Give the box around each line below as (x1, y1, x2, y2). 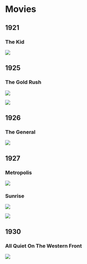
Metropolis (5, 169, 32, 176)
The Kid (5, 38, 25, 45)
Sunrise (5, 192, 25, 199)
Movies (5, 3, 36, 15)
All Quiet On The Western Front (5, 242, 82, 249)
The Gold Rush (5, 79, 41, 86)
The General (5, 128, 36, 135)
